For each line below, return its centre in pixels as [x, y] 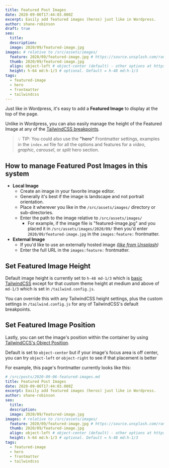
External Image [29, 240]
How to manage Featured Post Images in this [76, 166]
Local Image [25, 186]
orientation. [32, 202]
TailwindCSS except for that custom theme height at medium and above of [82, 283]
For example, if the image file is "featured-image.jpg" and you [92, 223]
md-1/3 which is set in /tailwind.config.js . [50, 289]
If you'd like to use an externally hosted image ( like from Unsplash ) [89, 245]
